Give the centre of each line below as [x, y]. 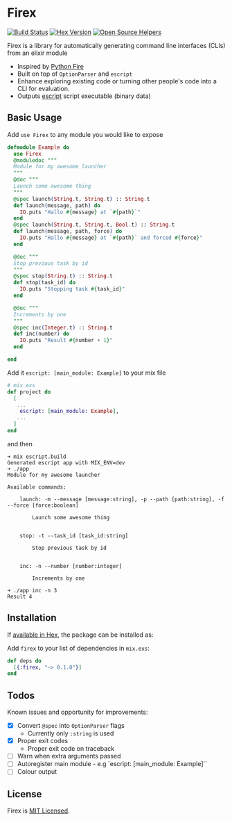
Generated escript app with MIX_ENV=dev [66, 463]
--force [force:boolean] [43, 505]
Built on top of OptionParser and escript [75, 74]
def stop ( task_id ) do [45, 283]
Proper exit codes [43, 741]
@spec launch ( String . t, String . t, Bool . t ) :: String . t [94, 225]
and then [20, 444]
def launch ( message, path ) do [57, 205]
